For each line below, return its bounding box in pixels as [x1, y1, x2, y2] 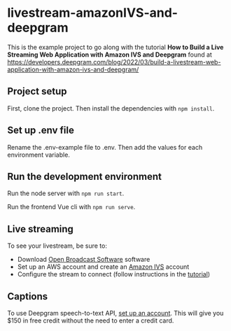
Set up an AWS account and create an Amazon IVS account [17, 262, 190, 271]
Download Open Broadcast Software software [17, 255, 150, 264]
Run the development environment [7, 170, 162, 183]
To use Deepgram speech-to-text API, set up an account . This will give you [7, 309, 224, 317]
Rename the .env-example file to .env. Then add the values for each [7, 143, 203, 151]
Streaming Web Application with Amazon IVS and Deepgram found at [7, 50, 212, 59]
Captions [7, 290, 48, 302]
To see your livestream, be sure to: [7, 241, 107, 250]
